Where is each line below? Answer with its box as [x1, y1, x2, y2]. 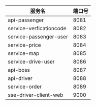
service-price [8, 41, 42, 48]
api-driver [8, 75, 33, 81]
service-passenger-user [8, 33, 69, 40]
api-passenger [8, 16, 44, 24]
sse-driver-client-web [8, 92, 63, 98]
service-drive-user [8, 58, 55, 65]
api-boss [8, 67, 30, 73]
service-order [8, 83, 42, 90]
